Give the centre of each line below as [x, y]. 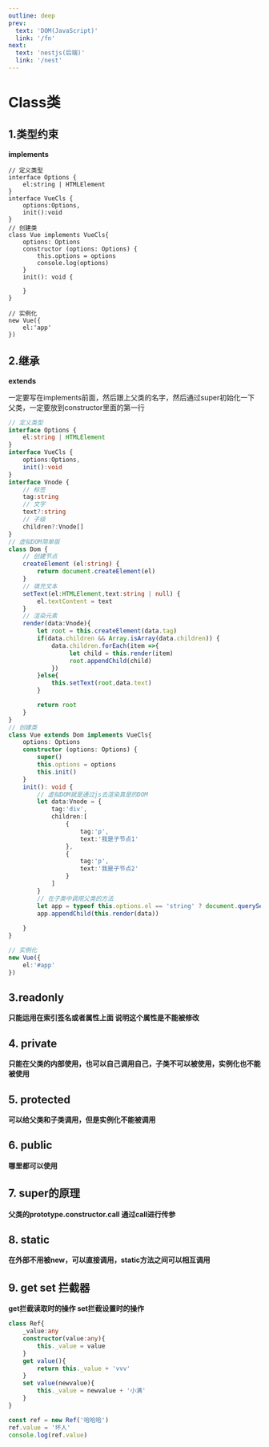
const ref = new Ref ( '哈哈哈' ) [59, 1420]
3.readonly [36, 997]
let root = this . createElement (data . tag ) [107, 631]
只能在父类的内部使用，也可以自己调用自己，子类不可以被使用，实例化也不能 [134, 1064]
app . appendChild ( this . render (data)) [98, 914]
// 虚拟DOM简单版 [34, 541]
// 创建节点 [40, 557]
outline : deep [32, 16]
